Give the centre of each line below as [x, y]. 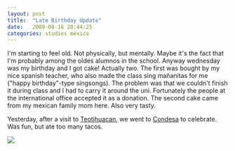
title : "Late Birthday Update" [54, 20]
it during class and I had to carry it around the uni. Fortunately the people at [116, 91]
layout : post [26, 14]
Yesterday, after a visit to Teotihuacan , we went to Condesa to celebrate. [112, 119]
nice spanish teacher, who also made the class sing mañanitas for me [108, 76]
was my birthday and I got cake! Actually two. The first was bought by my [114, 68]
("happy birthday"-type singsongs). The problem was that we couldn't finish [117, 83]
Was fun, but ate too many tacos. [55, 126]
